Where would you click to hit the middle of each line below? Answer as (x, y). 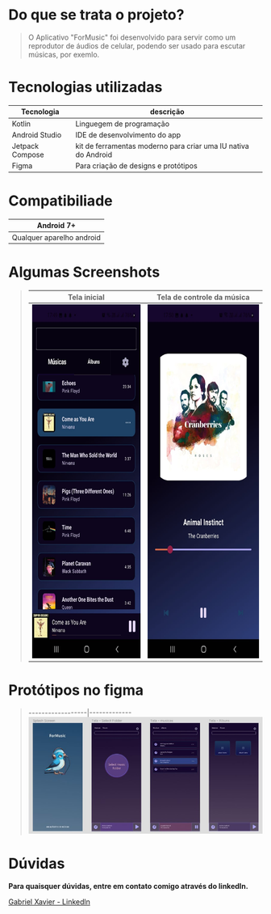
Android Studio (37, 134)
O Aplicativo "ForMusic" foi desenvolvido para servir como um (132, 37)
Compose (28, 154)
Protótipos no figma (76, 690)
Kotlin (21, 124)
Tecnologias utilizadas (85, 87)
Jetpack (25, 146)
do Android (94, 154)
